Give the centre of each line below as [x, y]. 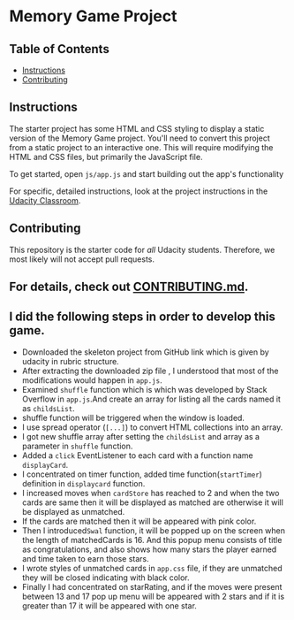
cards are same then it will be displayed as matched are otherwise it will [153, 502]
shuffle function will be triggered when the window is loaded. [133, 417]
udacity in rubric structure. [70, 361]
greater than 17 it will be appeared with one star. [109, 605]
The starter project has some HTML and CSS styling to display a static [137, 128]
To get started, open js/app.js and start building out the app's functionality [147, 173]
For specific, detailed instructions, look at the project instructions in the [139, 191]
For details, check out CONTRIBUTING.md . [129, 287]
